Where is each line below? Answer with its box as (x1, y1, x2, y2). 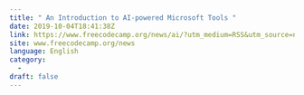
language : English (9, 47, 79, 56)
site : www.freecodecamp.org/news (9, 38, 136, 48)
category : (9, 55, 47, 64)
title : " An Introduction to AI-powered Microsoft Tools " (9, 13, 237, 23)
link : (9, 30, 30, 39)
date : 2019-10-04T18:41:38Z (9, 22, 116, 31)
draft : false (9, 72, 59, 81)
